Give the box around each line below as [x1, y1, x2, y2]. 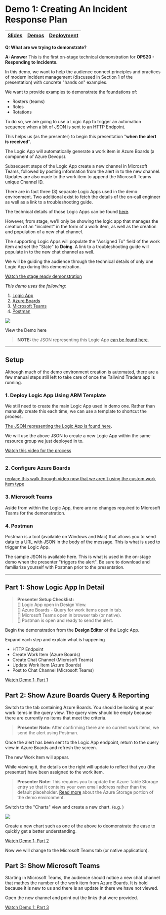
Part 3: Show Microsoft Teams [5, 862, 100, 870]
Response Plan [5, 14, 68, 25]
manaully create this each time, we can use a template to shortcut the [5, 408, 147, 414]
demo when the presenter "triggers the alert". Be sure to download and [5, 559, 150, 565]
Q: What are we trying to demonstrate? [5, 44, 87, 50]
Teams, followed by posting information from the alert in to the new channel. [5, 168, 161, 174]
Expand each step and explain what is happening [5, 636, 105, 642]
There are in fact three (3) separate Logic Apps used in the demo [5, 188, 137, 194]
